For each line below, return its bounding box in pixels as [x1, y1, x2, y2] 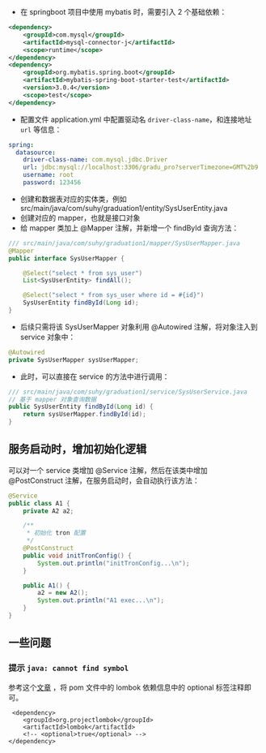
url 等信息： [19, 124, 62, 134]
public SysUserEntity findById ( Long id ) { [8, 402, 154, 411]
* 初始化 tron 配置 [26, 529, 87, 537]
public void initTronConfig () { [23, 551, 132, 560]
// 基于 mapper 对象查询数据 [8, 395, 97, 403]
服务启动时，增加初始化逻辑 [8, 442, 147, 456]
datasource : [15, 148, 57, 157]
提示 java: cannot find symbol [8, 662, 129, 673]
